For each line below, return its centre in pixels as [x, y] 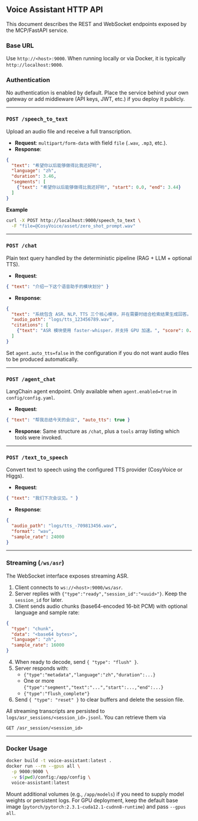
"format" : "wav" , [33, 531]
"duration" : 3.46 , [34, 177]
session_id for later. [39, 600]
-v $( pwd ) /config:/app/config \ [51, 777]
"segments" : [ [29, 182]
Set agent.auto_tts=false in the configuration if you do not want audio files [98, 353]
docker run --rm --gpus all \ [43, 766]
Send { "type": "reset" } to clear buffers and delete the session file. [99, 700]
